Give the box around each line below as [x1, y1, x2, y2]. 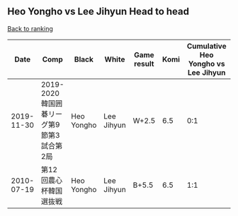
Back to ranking [7, 24, 53, 32]
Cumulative [186, 41, 227, 51]
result [134, 59, 154, 68]
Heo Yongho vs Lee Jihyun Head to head [7, 6, 190, 18]
